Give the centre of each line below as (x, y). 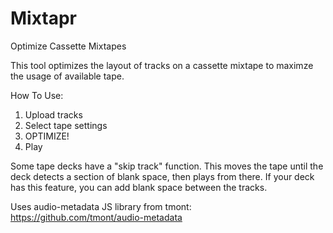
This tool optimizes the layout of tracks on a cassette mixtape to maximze (162, 65)
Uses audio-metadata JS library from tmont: (101, 206)
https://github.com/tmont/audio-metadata (96, 217)
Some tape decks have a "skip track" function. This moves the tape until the (167, 166)
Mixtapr (44, 18)
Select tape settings (66, 125)
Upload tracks (53, 114)
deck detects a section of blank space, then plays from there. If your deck (162, 176)
